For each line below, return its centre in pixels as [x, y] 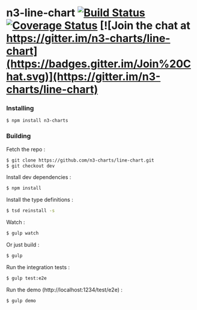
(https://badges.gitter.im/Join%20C [98, 64]
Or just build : [23, 245]
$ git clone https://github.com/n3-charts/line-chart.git [80, 160]
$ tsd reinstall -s [31, 211]
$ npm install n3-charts [37, 121]
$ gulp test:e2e [26, 278]
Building [19, 136]
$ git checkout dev [31, 166]
